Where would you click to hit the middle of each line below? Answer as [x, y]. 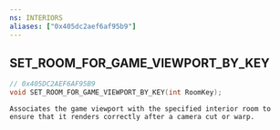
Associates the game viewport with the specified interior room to [140, 109]
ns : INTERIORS [36, 18]
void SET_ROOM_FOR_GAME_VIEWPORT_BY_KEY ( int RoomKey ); [116, 93]
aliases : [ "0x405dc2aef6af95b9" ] [73, 26]
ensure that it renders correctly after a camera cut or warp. [132, 117]
